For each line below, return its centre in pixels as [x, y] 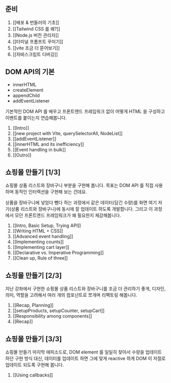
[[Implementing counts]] [38, 242]
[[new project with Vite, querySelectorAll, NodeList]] [68, 133]
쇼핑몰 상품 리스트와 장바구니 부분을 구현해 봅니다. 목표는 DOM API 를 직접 [79, 186]
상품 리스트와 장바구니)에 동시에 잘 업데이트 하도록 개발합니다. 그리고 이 [82, 209]
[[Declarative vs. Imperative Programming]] [58, 253]
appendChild [26, 95]
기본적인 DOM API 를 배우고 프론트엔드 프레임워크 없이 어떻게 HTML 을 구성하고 [85, 111]
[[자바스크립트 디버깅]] [35, 54]
